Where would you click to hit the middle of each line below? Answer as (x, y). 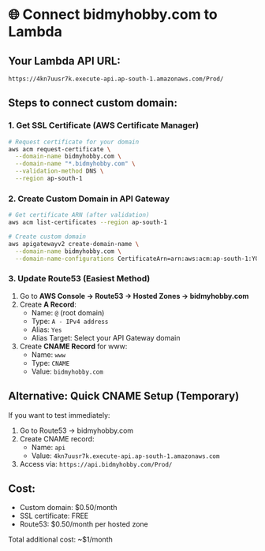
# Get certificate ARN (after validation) (79, 215)
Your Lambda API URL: (64, 61)
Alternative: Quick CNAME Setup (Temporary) (124, 396)
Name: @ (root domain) (68, 312)
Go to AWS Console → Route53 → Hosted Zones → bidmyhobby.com (134, 296)
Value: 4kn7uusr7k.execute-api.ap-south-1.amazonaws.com (125, 456)
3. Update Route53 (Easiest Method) (79, 279)
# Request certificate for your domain (74, 142)
